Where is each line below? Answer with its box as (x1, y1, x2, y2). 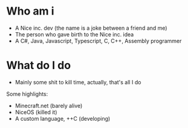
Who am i (6, 4, 54, 18)
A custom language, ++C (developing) (15, 115, 111, 122)
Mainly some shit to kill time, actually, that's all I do (15, 78, 141, 86)
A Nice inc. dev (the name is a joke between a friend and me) (15, 24, 167, 32)
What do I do (6, 59, 71, 72)
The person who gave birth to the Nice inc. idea (15, 30, 134, 38)
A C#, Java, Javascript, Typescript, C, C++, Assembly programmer (15, 37, 182, 44)
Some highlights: (6, 90, 48, 98)
